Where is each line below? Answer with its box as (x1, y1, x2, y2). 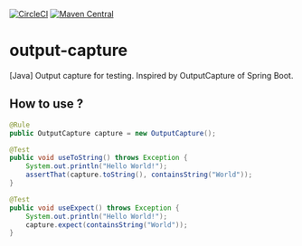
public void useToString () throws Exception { (9, 154, 188, 163)
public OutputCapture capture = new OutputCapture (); (9, 128, 217, 137)
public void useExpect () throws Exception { (9, 203, 180, 213)
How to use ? (9, 96, 84, 112)
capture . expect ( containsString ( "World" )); (25, 220, 188, 230)
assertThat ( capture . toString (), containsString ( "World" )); (25, 170, 253, 180)
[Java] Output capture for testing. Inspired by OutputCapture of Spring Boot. (9, 70, 294, 80)
